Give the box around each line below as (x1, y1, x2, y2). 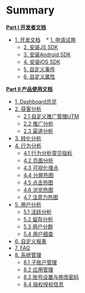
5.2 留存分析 (23, 215, 54, 222)
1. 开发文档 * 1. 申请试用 (14, 36, 76, 43)
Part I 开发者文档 (6, 24, 46, 31)
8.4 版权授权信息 (23, 281, 64, 288)
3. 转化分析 (14, 135, 42, 142)
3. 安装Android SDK (23, 51, 72, 58)
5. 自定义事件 (23, 65, 56, 72)
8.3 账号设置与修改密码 (23, 273, 79, 280)
